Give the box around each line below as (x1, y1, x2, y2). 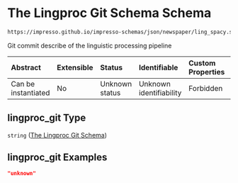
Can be (11, 79, 35, 89)
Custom (188, 58, 216, 68)
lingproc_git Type (7, 112, 86, 124)
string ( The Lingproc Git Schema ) (7, 131, 108, 139)
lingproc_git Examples (7, 151, 108, 164)
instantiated (11, 87, 50, 97)
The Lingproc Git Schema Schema (7, 5, 212, 21)
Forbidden (188, 83, 223, 93)
